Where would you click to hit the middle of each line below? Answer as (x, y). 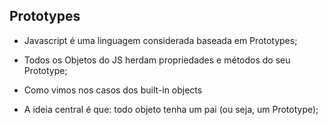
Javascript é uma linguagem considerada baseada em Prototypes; (160, 40)
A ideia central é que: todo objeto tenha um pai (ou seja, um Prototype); (171, 109)
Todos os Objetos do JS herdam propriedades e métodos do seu (157, 60)
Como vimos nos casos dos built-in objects (113, 90)
